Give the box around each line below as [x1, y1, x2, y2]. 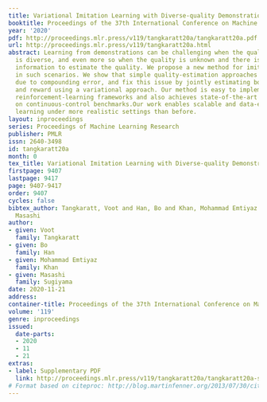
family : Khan [15, 263, 59, 271]
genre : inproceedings [8, 315, 80, 323]
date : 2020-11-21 [8, 286, 66, 294]
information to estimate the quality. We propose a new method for [15, 64, 244, 72]
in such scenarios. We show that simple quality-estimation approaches [15, 71, 258, 79]
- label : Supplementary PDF [8, 367, 102, 375]
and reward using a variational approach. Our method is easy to [15, 85, 237, 94]
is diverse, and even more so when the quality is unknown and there [15, 57, 250, 64]
